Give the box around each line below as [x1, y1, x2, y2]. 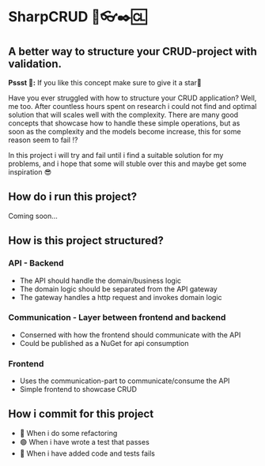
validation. [8, 57, 62, 70]
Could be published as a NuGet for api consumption [19, 338, 189, 348]
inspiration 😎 [8, 167, 52, 176]
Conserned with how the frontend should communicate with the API [19, 330, 241, 340]
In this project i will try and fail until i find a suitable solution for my [8, 151, 224, 160]
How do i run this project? [8, 190, 137, 204]
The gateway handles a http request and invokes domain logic [19, 292, 223, 302]
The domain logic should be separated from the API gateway [19, 284, 218, 294]
